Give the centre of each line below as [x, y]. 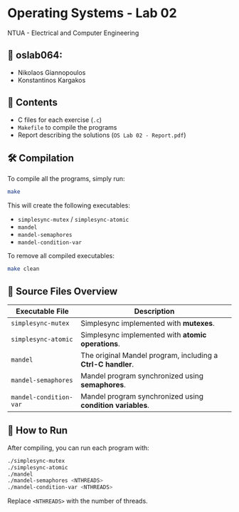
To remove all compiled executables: [61, 256]
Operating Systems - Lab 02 [92, 13]
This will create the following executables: [69, 205]
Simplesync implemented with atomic [144, 334]
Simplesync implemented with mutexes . [148, 323]
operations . [101, 344]
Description [154, 311]
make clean [23, 269]
